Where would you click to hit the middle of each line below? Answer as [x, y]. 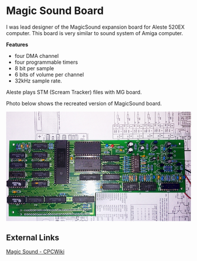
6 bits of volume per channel [49, 74]
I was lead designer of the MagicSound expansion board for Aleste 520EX [95, 27]
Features [17, 44]
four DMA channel [37, 56]
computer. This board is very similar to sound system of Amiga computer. [95, 33]
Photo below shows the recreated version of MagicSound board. [84, 103]
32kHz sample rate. [38, 81]
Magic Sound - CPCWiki [35, 252]
